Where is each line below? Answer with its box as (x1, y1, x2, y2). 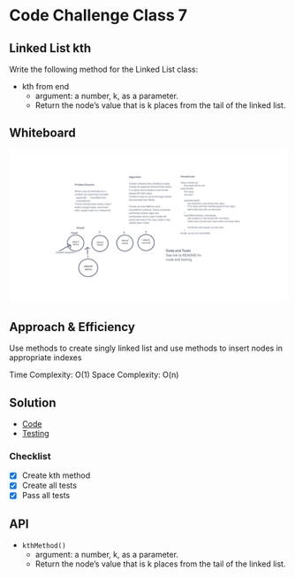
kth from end (21, 81, 70, 91)
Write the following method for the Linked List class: (9, 64, 199, 74)
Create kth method (21, 470, 91, 481)
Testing (21, 428, 50, 439)
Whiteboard (9, 126, 77, 141)
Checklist (9, 450, 51, 462)
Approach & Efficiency (9, 320, 135, 335)
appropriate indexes (9, 352, 82, 363)
